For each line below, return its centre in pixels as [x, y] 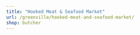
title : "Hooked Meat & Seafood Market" [56, 12]
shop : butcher [24, 23]
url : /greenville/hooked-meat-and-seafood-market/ [70, 17]
